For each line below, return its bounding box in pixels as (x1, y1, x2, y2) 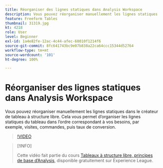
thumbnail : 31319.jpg (5, 20, 49, 26)
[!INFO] (17, 143, 32, 149)
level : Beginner (5, 35, 38, 39)
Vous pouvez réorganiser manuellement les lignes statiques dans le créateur (5, 109, 159, 114)
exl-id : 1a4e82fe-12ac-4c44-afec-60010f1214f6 (5, 39, 101, 44)
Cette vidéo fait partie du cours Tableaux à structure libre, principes (17, 152, 153, 158)
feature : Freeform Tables (5, 16, 57, 21)
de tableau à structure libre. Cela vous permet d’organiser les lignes (5, 114, 141, 120)
